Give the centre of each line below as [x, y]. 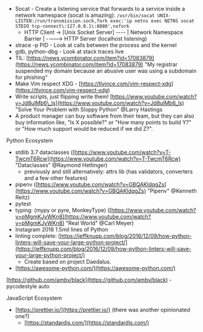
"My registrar [161, 64]
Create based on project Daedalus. [68, 262]
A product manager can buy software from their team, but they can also [105, 116]
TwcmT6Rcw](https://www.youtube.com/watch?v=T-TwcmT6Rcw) [98, 159]
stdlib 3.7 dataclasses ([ [45, 152]
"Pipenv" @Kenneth [172, 191]
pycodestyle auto [28, 286]
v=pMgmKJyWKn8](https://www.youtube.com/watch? [83, 217]
